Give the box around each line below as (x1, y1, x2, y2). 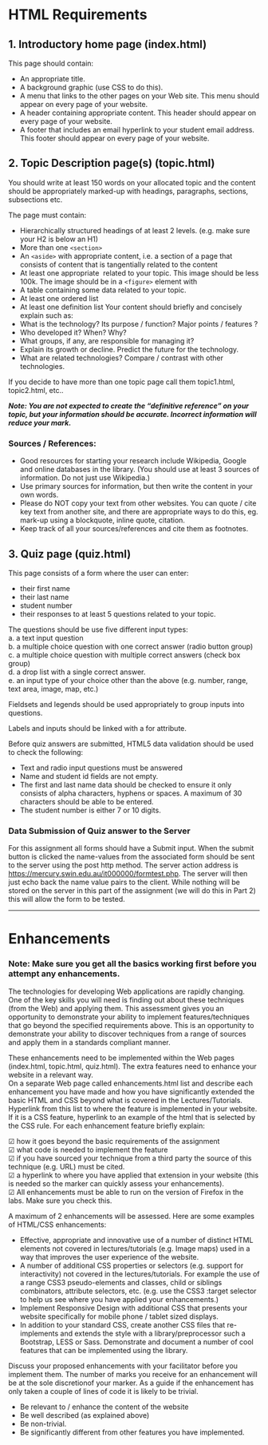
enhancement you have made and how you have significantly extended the (8, 1086, 255, 1096)
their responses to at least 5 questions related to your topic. (19, 609, 216, 618)
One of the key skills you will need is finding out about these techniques (8, 994, 245, 1004)
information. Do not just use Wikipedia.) (19, 473, 150, 482)
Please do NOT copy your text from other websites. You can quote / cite (19, 498, 257, 508)
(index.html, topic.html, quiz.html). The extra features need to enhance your (8, 1061, 257, 1071)
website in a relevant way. (8, 1070, 93, 1079)
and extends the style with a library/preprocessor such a (60, 1328, 246, 1338)
